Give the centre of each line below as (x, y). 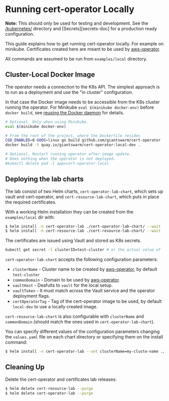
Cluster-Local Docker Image (50, 75)
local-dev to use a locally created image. (55, 307)
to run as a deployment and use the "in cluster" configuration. (69, 92)
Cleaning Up (25, 367)
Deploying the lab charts (45, 179)
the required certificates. (31, 202)
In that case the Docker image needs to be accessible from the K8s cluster (82, 102)
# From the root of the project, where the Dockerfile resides (73, 136)
